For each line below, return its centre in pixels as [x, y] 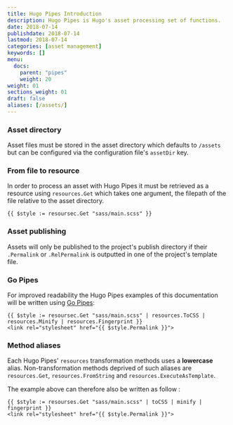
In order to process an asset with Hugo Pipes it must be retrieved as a [108, 186]
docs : [22, 66]
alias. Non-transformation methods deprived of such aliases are [100, 368]
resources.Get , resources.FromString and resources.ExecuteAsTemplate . [112, 376]
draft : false [26, 99]
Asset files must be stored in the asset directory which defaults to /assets [114, 145]
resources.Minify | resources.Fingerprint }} [75, 322]
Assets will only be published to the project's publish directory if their [107, 247]
